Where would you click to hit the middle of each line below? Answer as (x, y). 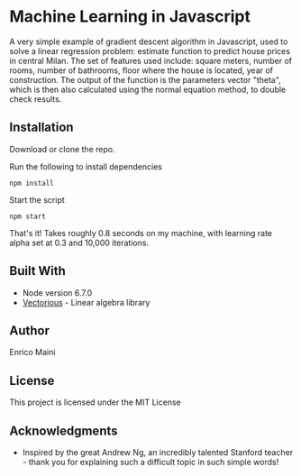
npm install (32, 183)
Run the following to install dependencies (86, 166)
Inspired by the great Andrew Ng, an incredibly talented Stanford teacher (158, 452)
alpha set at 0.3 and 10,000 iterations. (79, 243)
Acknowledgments (64, 430)
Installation (41, 128)
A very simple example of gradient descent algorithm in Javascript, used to (149, 41)
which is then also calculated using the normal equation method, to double (148, 89)
